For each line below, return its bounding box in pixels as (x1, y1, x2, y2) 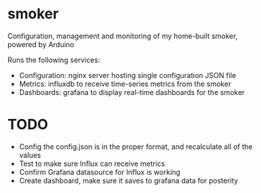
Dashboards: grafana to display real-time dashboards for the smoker (18, 87, 245, 96)
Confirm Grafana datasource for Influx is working (18, 167, 181, 176)
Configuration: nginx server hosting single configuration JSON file (18, 70, 237, 80)
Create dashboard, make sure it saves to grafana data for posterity (18, 175, 239, 185)
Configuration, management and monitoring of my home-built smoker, (7, 31, 238, 41)
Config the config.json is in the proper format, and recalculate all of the (18, 141, 253, 152)
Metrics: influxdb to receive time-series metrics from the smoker (18, 79, 231, 89)
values (18, 150, 42, 160)
